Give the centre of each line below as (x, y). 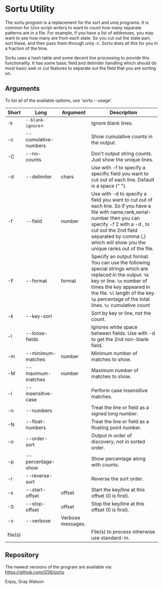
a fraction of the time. (27, 48)
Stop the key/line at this (118, 504)
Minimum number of (114, 353)
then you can (125, 218)
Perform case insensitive (120, 390)
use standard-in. (111, 538)
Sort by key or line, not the (121, 313)
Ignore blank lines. (112, 123)
